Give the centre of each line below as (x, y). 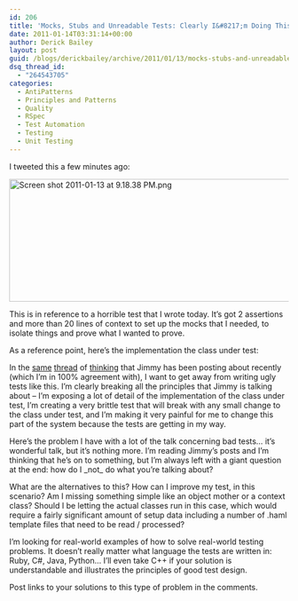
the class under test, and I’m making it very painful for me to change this (141, 415)
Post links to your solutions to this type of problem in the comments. (134, 587)
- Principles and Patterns (67, 100)
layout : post (33, 51)
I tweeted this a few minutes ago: (70, 166)
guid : (19, 59)
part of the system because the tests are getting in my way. (118, 423)
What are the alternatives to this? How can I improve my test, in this (132, 486)
